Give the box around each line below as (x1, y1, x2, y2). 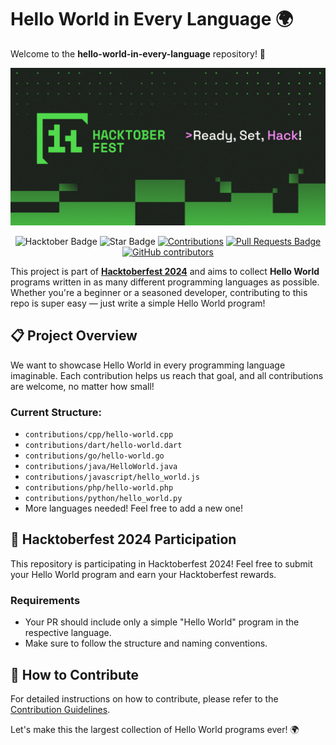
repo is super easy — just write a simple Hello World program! (10, 297, 266, 309)
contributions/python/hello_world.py (24, 494, 183, 504)
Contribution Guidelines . (10, 703, 111, 715)
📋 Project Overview (10, 327, 138, 345)
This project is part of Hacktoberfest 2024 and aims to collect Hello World (10, 265, 320, 277)
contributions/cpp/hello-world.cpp (24, 430, 174, 440)
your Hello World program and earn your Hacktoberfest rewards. (10, 568, 277, 580)
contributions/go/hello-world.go (24, 451, 165, 461)
